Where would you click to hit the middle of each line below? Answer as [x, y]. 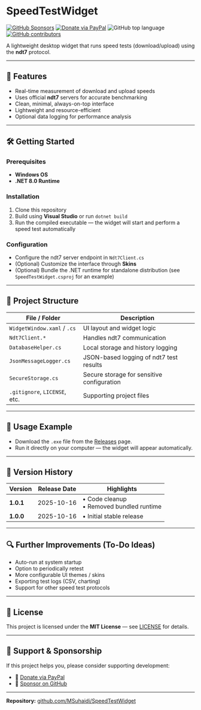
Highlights [122, 489]
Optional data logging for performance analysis [73, 116]
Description [137, 318]
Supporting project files [116, 395]
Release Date [57, 489]
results [93, 365]
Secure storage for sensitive [123, 374]
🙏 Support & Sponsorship [54, 651]
